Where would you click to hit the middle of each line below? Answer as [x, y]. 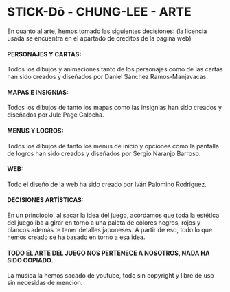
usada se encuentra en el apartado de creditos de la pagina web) [99, 38]
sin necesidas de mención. [45, 283]
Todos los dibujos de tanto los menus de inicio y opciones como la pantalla [113, 146]
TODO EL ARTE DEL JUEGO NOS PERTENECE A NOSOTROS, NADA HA [108, 253]
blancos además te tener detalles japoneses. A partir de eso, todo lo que [110, 229]
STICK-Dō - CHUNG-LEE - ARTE [99, 12]
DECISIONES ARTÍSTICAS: [45, 200]
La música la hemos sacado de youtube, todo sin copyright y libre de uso [111, 276]
